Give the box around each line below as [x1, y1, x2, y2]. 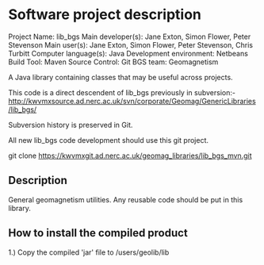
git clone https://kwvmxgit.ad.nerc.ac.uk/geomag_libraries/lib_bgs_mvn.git [8, 151, 252, 160]
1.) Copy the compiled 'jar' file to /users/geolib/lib [8, 248, 170, 257]
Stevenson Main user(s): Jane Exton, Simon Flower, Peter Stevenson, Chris [8, 40, 254, 49]
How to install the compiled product [8, 226, 188, 240]
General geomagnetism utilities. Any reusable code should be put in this [8, 194, 243, 204]
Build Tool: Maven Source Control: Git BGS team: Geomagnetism [8, 57, 219, 67]
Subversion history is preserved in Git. [8, 120, 133, 129]
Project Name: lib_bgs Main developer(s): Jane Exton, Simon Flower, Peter [8, 32, 251, 41]
